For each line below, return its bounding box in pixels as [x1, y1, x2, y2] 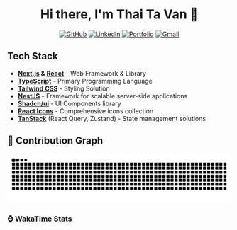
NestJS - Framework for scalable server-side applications [17, 91, 188, 100]
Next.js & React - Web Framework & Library [17, 69, 147, 77]
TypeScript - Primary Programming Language [17, 76, 153, 85]
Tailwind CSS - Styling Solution [17, 84, 110, 93]
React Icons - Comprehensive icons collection [17, 106, 154, 115]
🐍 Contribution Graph [7, 134, 104, 147]
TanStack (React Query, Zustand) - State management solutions [17, 114, 206, 122]
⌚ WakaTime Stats [7, 214, 72, 224]
